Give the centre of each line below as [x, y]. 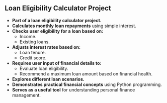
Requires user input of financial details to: [57, 63]
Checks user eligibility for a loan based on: [58, 31]
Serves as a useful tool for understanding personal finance [73, 89]
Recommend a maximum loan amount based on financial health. [86, 74]
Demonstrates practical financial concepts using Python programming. [87, 84]
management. [26, 95]
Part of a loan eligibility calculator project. [57, 20]
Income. [28, 36]
